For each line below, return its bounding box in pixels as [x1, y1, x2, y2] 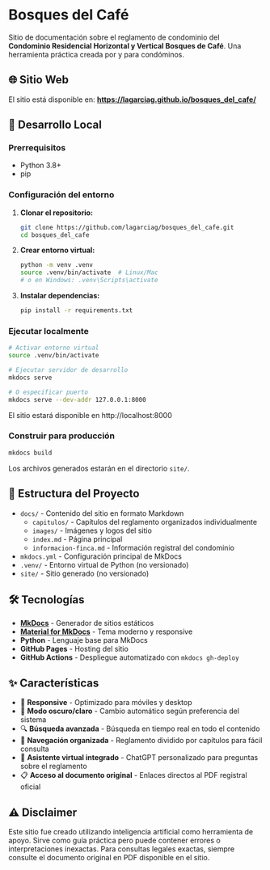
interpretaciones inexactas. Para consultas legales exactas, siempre [8, 843, 235, 854]
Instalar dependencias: [19, 291, 100, 301]
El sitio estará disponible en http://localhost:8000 [8, 410, 172, 420]
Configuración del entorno [8, 189, 115, 201]
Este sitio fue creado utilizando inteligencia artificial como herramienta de [8, 826, 253, 836]
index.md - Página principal [32, 534, 123, 543]
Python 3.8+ [19, 160, 62, 171]
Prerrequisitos [8, 142, 66, 154]
